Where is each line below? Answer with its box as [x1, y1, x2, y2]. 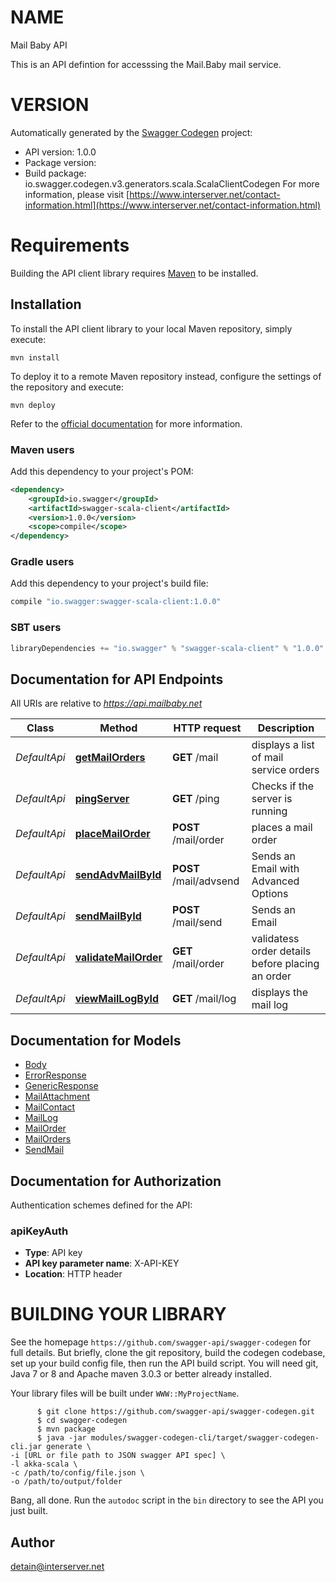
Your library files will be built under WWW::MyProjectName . [10, 1387, 240, 1400]
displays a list [251, 738, 315, 752]
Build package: [24, 167, 87, 179]
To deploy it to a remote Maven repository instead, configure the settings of [10, 370, 322, 382]
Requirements [10, 234, 130, 257]
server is [251, 792, 293, 806]
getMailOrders [74, 751, 146, 765]
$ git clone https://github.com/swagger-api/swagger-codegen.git [36, 1407, 315, 1417]
